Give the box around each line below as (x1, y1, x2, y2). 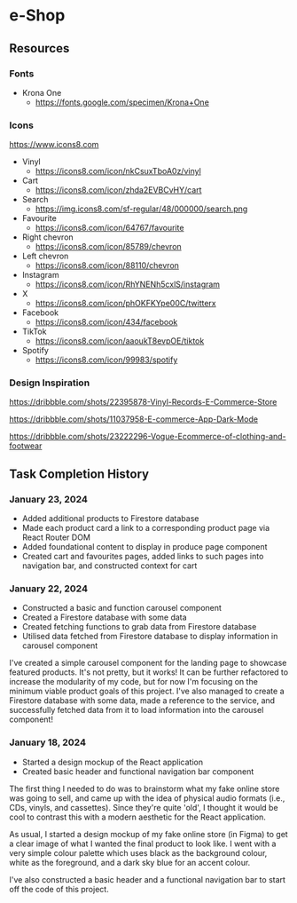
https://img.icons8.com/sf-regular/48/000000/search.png (35, 203, 248, 214)
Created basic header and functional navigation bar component (21, 765, 254, 777)
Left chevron (21, 250, 69, 262)
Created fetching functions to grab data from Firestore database (21, 622, 257, 632)
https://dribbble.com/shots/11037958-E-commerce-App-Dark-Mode (9, 414, 259, 424)
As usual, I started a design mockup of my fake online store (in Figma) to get (9, 828, 288, 839)
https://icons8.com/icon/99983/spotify (35, 354, 178, 365)
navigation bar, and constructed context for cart (21, 560, 198, 571)
